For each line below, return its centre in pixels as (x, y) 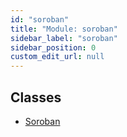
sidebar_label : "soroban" (64, 38)
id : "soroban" (40, 19)
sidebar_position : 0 (53, 47)
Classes (36, 97)
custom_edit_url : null (57, 57)
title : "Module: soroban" (64, 29)
